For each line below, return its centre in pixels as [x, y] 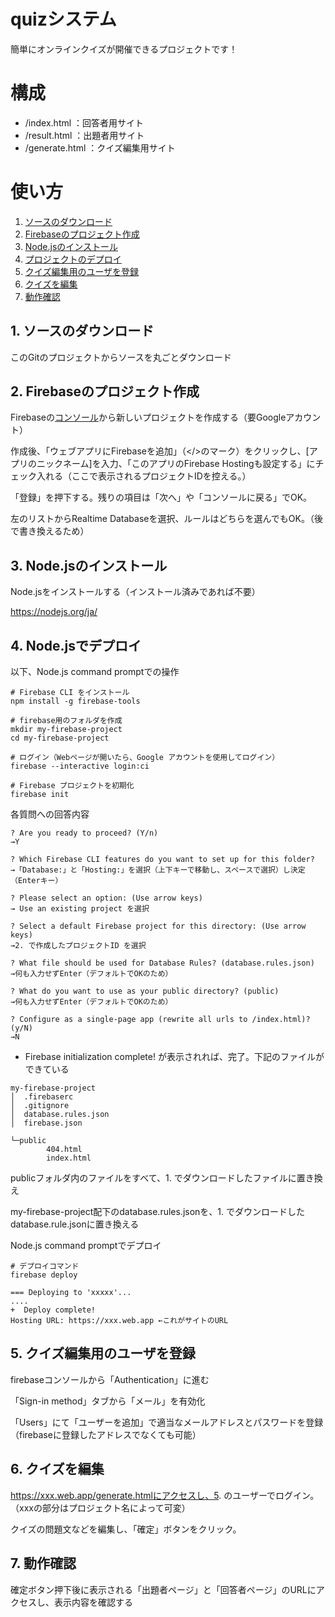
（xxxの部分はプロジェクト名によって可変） [100, 1507]
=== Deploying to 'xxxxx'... [71, 1293]
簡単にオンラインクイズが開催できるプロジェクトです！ [124, 49]
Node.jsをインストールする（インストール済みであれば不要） [135, 592]
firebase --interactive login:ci [80, 766]
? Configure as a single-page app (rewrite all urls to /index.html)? [160, 1020]
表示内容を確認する [93, 1602]
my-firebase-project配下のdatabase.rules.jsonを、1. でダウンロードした [158, 1212]
